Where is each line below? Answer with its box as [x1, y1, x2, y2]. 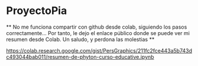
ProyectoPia [6, 4, 67, 18]
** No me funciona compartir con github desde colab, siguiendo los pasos [6, 23, 187, 30]
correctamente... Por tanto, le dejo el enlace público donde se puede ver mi [6, 29, 190, 36]
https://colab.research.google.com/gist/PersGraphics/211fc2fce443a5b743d [6, 47, 193, 54]
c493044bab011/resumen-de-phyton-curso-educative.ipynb [6, 53, 155, 60]
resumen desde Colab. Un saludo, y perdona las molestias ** [6, 36, 155, 43]
